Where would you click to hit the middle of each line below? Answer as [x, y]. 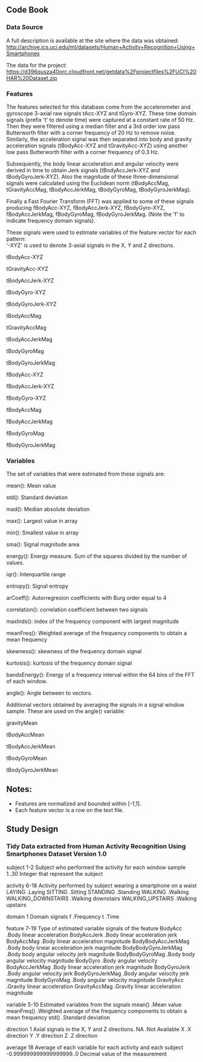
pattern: [16, 238]
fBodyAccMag [24, 409]
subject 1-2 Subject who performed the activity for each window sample [96, 867]
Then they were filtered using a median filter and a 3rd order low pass [93, 126]
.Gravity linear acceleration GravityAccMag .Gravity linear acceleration [94, 986]
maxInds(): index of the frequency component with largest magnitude [93, 622]
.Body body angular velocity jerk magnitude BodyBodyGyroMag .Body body [101, 954]
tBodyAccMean [25, 735]
